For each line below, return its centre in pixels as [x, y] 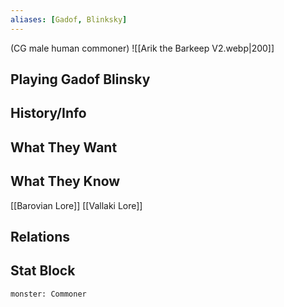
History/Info [48, 113]
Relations [40, 237]
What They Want [64, 147]
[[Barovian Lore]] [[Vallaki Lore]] [76, 205]
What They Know [65, 181]
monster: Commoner [48, 294]
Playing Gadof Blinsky [80, 79]
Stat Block [43, 271]
